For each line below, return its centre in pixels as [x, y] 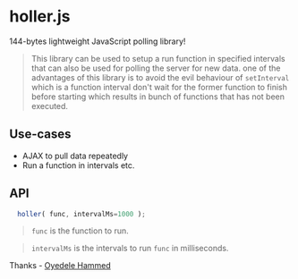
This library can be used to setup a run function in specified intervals [158, 58]
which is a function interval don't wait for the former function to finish [159, 87]
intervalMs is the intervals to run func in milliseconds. [130, 249]
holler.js [40, 17]
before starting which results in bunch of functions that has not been [158, 97]
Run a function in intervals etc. [78, 165]
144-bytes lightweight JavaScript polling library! [98, 41]
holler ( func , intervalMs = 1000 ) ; [81, 214]
